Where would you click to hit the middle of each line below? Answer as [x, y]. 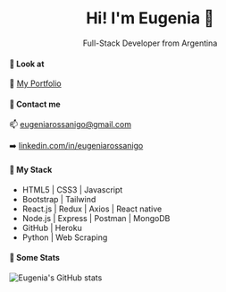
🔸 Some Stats [35, 258]
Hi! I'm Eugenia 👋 [150, 18]
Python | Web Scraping [65, 237]
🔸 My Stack [31, 169]
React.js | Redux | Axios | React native [92, 209]
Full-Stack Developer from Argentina [150, 43]
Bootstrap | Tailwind [59, 199]
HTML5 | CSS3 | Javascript [72, 189]
